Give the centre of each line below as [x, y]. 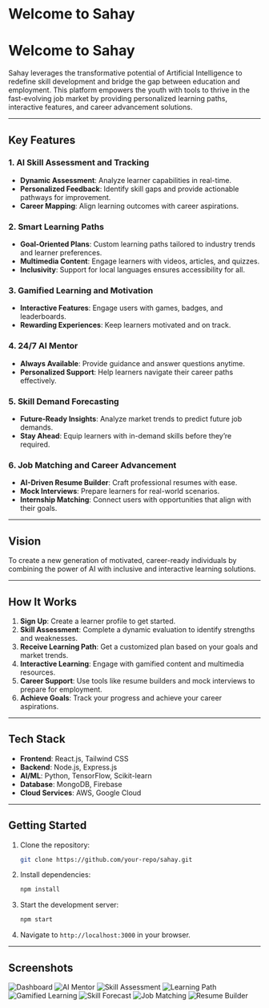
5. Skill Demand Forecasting [64, 401]
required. [35, 444]
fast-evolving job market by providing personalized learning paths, [118, 99]
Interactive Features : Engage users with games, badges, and [121, 308]
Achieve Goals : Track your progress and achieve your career [121, 698]
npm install [40, 890]
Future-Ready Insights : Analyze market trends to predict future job [131, 419]
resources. [38, 672]
